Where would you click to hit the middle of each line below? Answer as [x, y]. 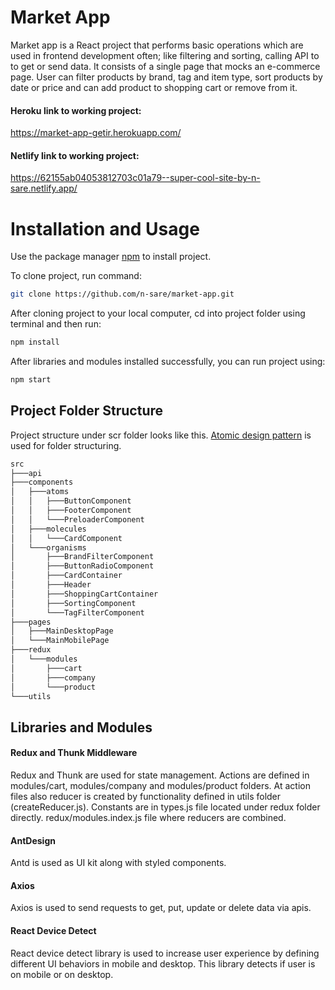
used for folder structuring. [66, 445]
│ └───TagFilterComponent [77, 612]
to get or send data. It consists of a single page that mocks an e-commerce [165, 66]
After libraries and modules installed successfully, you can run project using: [168, 362]
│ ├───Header [51, 585]
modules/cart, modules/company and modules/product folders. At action [160, 786]
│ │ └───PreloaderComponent [77, 519]
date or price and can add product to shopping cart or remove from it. [154, 87]
